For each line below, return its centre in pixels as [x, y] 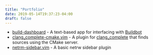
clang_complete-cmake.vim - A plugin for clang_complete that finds [80, 37]
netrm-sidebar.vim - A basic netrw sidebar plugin [61, 48]
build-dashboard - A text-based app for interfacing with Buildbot [77, 32]
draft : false [18, 18]
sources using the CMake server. [45, 42]
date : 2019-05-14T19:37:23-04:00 [39, 14]
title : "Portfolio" [25, 9]
